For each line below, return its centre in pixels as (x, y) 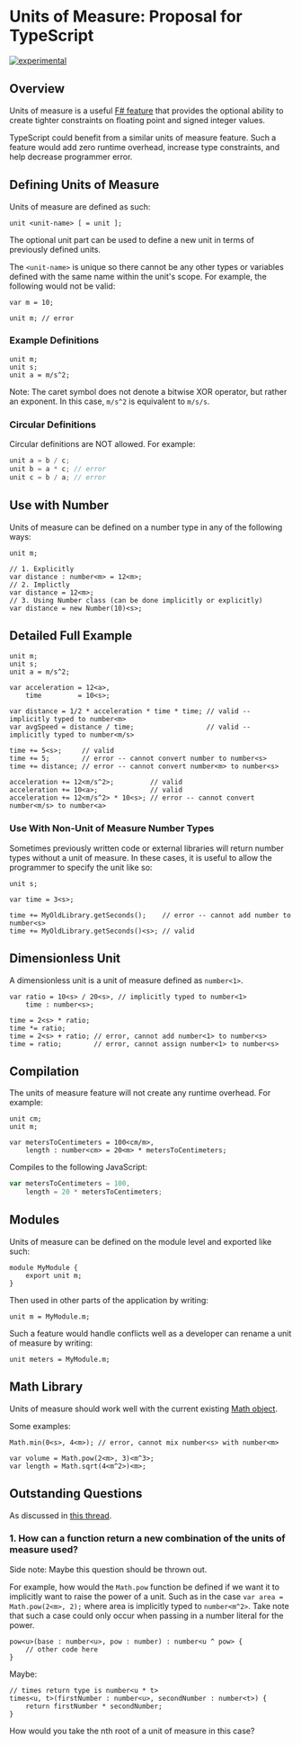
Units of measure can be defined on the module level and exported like (141, 1241)
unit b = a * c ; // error (58, 470)
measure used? (44, 1550)
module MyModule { (44, 1267)
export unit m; (54, 1275)
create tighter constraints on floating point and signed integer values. (137, 120)
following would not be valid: (62, 286)
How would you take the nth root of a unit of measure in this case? (132, 1731)
